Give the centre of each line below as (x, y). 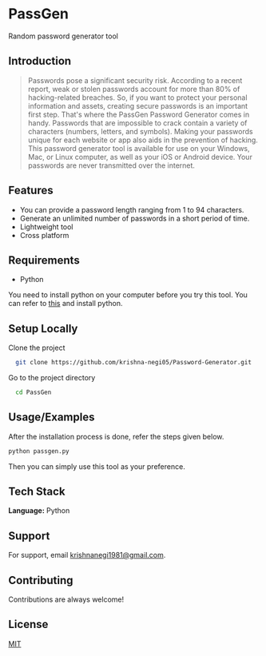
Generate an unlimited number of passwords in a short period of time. (135, 218)
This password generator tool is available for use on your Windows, (139, 148)
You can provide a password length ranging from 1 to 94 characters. (132, 209)
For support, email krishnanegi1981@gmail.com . (87, 555)
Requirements (44, 260)
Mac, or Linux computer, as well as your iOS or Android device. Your (140, 157)
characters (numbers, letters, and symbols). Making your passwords (140, 131)
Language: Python (39, 511)
